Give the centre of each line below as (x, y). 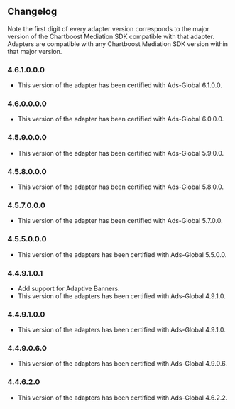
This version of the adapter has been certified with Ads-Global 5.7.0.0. (120, 221)
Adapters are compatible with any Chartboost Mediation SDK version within (118, 44)
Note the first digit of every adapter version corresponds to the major (108, 28)
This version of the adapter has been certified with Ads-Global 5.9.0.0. (121, 153)
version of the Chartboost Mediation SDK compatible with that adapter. (111, 36)
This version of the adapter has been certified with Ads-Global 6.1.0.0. (120, 85)
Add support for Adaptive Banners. (69, 288)
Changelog (32, 12)
